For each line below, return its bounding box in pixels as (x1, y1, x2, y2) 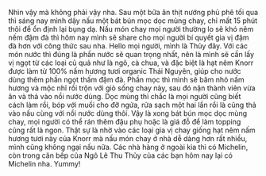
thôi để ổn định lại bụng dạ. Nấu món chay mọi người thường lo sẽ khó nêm (8, 25, 254, 33)
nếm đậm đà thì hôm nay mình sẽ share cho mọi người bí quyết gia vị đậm (8, 33, 249, 42)
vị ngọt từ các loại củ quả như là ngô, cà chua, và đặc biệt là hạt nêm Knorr (8, 58, 254, 67)
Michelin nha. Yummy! (8, 159, 81, 168)
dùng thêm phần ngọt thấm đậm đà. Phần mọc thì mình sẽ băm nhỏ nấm (8, 75, 245, 84)
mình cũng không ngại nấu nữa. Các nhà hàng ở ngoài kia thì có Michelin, (8, 143, 249, 151)
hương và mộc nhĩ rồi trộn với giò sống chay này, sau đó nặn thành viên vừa (8, 83, 256, 93)
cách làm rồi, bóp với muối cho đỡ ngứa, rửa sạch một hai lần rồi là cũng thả (8, 100, 256, 109)
